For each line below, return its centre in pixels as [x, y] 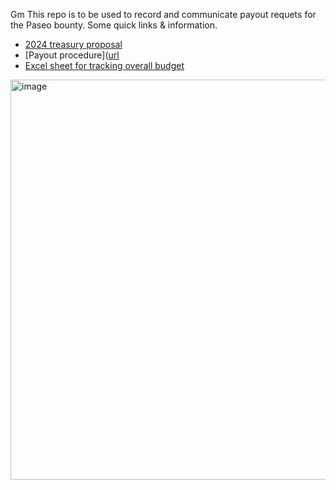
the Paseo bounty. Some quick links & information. [114, 25]
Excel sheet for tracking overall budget [104, 65]
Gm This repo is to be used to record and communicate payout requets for [163, 14]
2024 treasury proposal [73, 44]
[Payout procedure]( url [72, 55]
